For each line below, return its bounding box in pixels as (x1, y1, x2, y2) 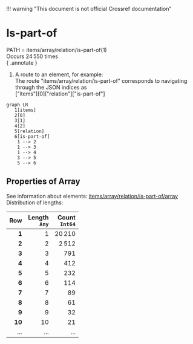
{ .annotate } (6, 59, 38, 66)
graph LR (6, 102, 28, 108)
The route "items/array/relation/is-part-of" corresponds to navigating (15, 77, 188, 84)
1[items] (14, 107, 36, 113)
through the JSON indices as (15, 83, 87, 91)
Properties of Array (6, 177, 80, 187)
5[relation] (14, 128, 45, 134)
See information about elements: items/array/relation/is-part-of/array (6, 192, 178, 200)
